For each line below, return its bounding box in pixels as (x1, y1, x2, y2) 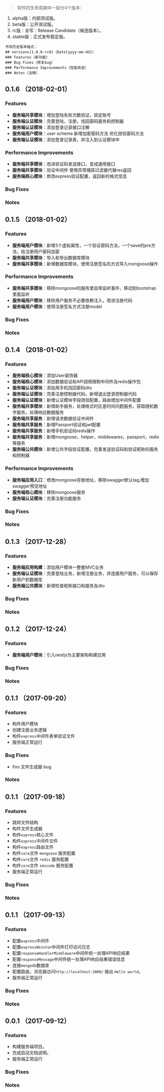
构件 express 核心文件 (12, 832, 54, 838)
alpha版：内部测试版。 (12, 15, 58, 21)
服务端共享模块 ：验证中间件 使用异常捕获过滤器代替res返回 (12, 167, 132, 173)
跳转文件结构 (12, 819, 38, 825)
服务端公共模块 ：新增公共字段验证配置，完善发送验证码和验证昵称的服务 (12, 446, 158, 452)
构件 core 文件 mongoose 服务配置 (12, 850, 76, 856)
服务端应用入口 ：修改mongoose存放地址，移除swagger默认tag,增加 (12, 477, 149, 483)
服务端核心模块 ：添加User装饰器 (12, 372, 78, 378)
